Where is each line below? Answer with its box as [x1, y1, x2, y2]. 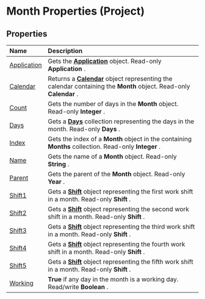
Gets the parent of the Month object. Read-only [48, 170, 185, 178]
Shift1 [9, 191, 27, 200]
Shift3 [9, 226, 27, 234]
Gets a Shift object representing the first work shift [48, 187, 193, 196]
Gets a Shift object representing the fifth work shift [48, 258, 193, 266]
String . [48, 160, 70, 168]
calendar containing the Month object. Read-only [48, 82, 190, 90]
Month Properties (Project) [6, 4, 145, 18]
